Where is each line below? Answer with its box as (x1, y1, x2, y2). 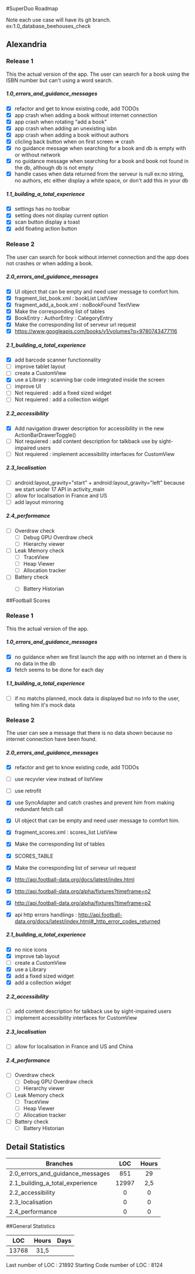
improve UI (14, 383, 42, 390)
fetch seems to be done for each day (14, 666, 104, 673)
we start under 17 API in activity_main (14, 485, 105, 492)
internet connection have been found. (6, 736, 97, 743)
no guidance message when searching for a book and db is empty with (14, 145, 186, 152)
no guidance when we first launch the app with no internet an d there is (14, 653, 187, 660)
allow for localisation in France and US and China (14, 1043, 134, 1050)
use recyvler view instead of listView (14, 776, 104, 783)
